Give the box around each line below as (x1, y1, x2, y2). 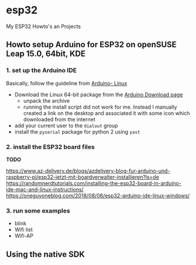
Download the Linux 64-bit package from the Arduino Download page (14, 91, 183, 98)
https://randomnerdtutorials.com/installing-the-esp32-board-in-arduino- (6, 179, 181, 187)
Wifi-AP (14, 232, 34, 239)
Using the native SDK (6, 249, 85, 259)
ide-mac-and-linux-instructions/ (6, 186, 84, 193)
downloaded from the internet (23, 116, 95, 123)
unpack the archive (23, 97, 70, 104)
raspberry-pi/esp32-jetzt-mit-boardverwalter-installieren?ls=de (6, 173, 160, 180)
